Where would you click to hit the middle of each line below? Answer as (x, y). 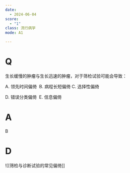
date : (11, 10)
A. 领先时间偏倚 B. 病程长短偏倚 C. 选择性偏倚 (52, 86)
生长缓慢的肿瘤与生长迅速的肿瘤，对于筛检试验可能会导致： (66, 76)
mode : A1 (14, 33)
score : (12, 19)
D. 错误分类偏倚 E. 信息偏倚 (33, 97)
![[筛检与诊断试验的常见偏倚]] (35, 165)
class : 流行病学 (20, 28)
